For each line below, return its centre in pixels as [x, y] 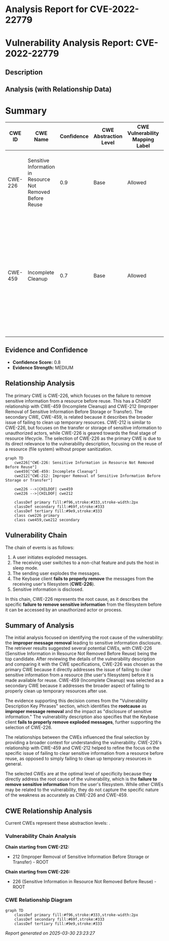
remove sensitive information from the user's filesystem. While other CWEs [84, 785]
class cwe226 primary [37, 515]
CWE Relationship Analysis [49, 811]
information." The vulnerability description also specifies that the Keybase [82, 717]
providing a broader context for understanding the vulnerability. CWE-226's [83, 743]
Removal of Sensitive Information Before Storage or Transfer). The [74, 412]
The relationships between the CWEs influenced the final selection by [77, 737]
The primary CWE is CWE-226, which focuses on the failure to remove [78, 396]
